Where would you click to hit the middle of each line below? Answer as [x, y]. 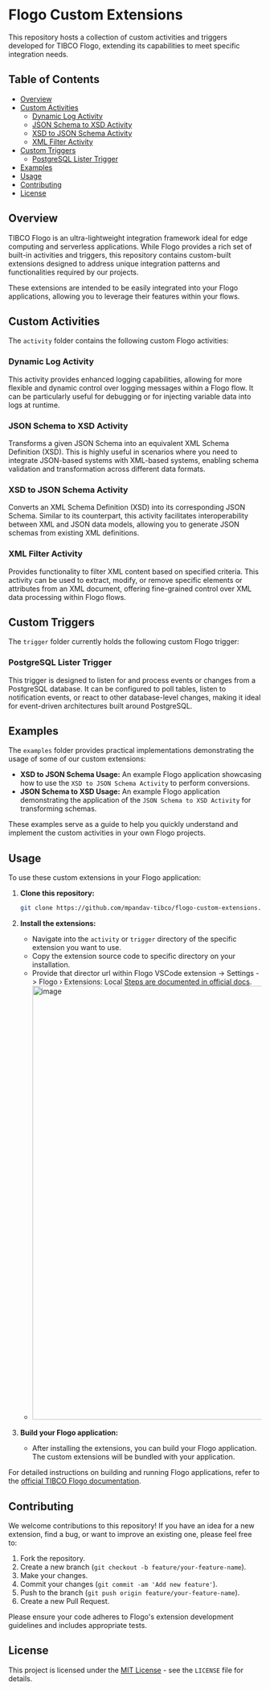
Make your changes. [54, 1575]
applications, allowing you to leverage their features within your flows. [124, 296]
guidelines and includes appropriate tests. [78, 1625]
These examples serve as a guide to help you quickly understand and [123, 824]
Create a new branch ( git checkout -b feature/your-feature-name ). [133, 1567]
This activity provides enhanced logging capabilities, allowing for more [125, 379]
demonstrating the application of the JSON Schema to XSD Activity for [135, 800]
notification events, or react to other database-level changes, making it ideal [135, 697]
